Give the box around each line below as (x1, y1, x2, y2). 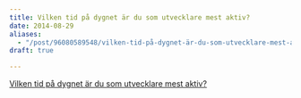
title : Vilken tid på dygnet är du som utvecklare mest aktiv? (9, 12, 251, 22)
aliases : (9, 29, 42, 38)
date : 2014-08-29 (9, 21, 74, 30)
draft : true (9, 46, 54, 55)
